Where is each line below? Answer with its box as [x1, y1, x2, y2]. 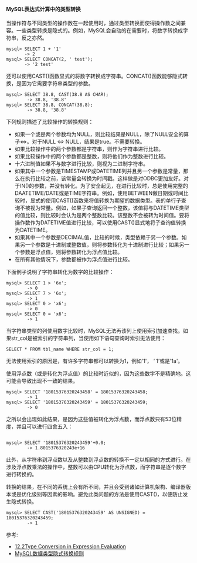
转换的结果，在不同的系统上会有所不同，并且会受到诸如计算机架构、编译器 [6, 483, 186, 491]
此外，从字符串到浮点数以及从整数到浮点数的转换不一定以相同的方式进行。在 [6, 456, 191, 463]
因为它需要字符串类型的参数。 [21, 80, 94, 87]
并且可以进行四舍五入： [16, 423, 73, 430]
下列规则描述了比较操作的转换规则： [6, 118, 94, 125]
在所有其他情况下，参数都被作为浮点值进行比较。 [14, 256, 133, 263]
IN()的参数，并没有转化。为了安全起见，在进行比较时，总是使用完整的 [19, 183, 189, 190]
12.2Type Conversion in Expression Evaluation [14, 543, 126, 550]
